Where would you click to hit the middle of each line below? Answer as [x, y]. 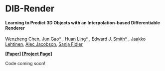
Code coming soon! [25, 64]
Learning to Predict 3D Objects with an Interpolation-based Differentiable [83, 22]
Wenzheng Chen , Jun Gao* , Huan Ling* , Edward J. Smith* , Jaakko [76, 39]
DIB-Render [30, 9]
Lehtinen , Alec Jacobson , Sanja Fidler [44, 44]
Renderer [15, 28]
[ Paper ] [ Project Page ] [29, 54]
